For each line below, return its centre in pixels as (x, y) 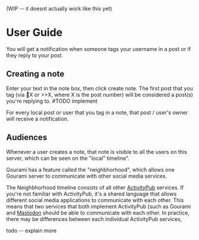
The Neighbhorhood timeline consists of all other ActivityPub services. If (95, 187)
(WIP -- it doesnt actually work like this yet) (59, 9)
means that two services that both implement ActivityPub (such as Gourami (99, 206)
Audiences (27, 138)
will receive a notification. (37, 119)
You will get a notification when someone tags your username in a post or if (99, 49)
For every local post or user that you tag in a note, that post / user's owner (97, 112)
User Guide (34, 33)
